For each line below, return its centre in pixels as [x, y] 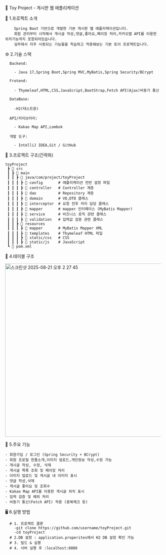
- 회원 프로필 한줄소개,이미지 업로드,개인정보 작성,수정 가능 [59, 460]
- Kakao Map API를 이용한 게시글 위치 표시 [45, 492]
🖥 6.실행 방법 [18, 512]
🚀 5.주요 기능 [18, 444]
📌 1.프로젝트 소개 [21, 18]
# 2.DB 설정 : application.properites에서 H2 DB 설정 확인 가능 [72, 538]
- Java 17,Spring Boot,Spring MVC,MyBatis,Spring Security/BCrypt [84, 72]
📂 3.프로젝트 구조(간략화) [29, 155]
